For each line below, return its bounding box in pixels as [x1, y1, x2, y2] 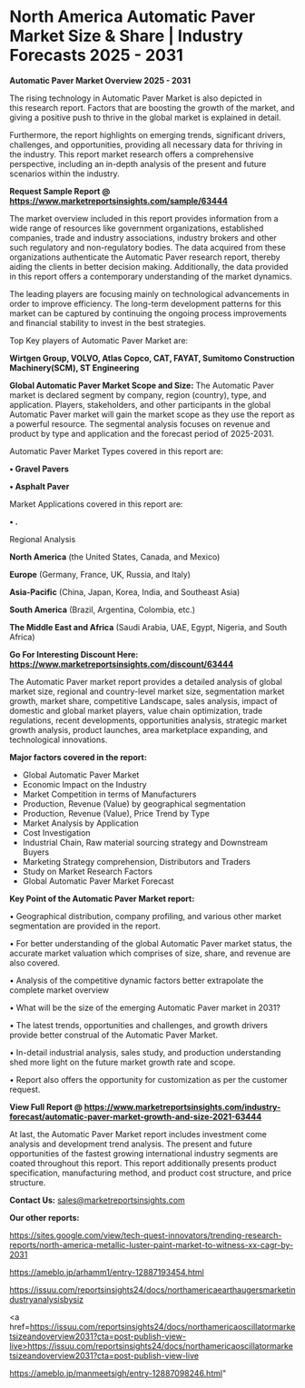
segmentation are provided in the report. [9, 920, 161, 931]
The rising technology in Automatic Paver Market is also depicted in [9, 93, 262, 104]
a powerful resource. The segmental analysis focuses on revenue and [9, 418, 271, 429]
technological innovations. [9, 734, 108, 745]
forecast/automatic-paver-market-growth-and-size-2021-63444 [9, 1111, 262, 1122]
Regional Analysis [9, 533, 76, 544]
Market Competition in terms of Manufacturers [22, 788, 197, 799]
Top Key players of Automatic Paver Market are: [9, 334, 189, 346]
